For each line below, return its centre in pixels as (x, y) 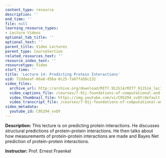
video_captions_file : (32, 93)
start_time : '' (21, 70)
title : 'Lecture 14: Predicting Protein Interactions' (63, 75)
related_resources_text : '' (34, 56)
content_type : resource (30, 10)
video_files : (19, 83)
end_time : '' (19, 19)
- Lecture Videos (23, 33)
